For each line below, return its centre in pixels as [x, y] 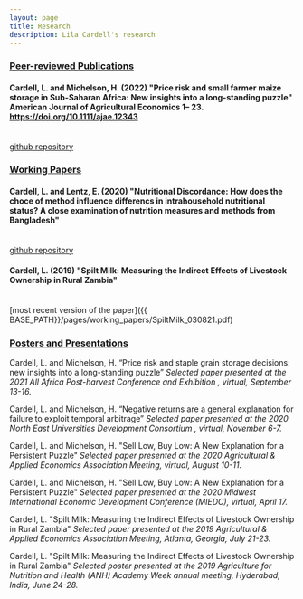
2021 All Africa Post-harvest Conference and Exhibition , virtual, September [151, 382]
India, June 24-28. [44, 585]
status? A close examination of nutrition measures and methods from [142, 211]
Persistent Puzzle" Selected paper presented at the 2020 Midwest [133, 492]
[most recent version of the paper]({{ [78, 309]
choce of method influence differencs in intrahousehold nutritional [137, 201]
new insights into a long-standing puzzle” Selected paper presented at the [148, 373]
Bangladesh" [35, 220]
